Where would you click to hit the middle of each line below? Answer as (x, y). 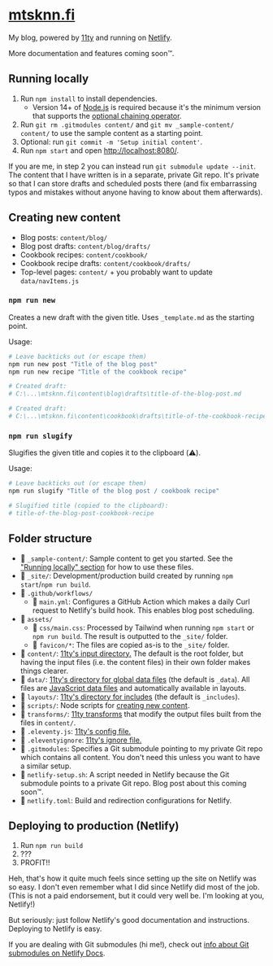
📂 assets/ (37, 619)
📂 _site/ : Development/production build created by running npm (127, 575)
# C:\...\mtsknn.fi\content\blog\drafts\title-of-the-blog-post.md (125, 394)
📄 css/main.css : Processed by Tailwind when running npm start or (143, 627)
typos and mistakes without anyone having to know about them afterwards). (136, 192)
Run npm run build (52, 846)
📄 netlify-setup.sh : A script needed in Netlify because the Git (125, 774)
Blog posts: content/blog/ (64, 237)
